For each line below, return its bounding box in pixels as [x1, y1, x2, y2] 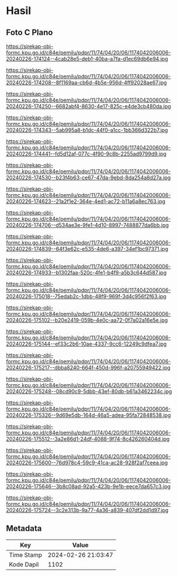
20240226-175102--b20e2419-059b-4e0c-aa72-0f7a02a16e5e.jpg [6, 317, 168, 323]
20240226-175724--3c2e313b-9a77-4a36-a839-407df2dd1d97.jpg [6, 507, 169, 513]
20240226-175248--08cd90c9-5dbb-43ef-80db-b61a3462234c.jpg [6, 388, 172, 395]
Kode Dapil [9, 560, 39, 568]
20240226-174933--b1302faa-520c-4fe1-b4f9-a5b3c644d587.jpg [6, 269, 167, 276]
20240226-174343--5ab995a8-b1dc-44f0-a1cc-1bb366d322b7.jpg [6, 127, 168, 133]
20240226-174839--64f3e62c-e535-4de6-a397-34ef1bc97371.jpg [6, 246, 168, 252]
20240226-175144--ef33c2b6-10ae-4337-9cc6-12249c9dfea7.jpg [6, 340, 167, 347]
